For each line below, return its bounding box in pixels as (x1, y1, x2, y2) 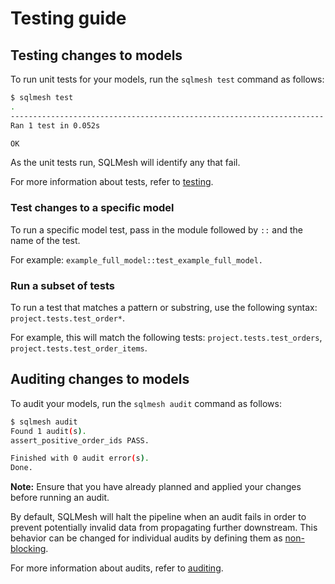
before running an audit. (10, 492, 110, 504)
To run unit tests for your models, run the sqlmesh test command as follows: (10, 73, 325, 85)
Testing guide (10, 7, 127, 30)
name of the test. (10, 234, 81, 246)
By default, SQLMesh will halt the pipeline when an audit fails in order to (10, 511, 307, 523)
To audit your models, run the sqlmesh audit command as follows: (10, 397, 282, 409)
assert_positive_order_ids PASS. (10, 435, 150, 446)
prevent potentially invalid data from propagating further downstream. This (10, 522, 318, 534)
